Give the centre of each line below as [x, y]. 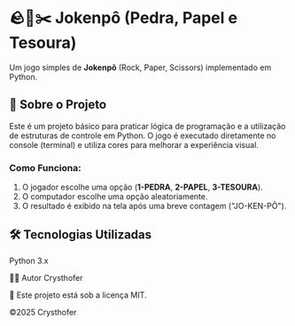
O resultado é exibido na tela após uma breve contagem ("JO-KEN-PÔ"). [154, 206]
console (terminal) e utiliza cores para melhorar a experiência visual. [134, 144]
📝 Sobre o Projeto [58, 105]
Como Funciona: [45, 167]
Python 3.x [29, 260]
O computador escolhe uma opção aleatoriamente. [115, 197]
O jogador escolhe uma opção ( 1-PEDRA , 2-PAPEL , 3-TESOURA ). [142, 187]
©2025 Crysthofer [43, 312]
